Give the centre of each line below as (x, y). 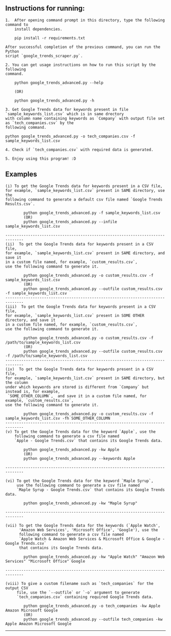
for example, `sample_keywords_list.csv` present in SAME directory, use (85, 190)
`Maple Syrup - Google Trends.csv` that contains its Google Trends (91, 490)
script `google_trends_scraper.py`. (44, 56)
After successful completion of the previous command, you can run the (83, 47)
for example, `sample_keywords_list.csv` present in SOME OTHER (75, 315)
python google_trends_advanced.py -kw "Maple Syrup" (81, 503)
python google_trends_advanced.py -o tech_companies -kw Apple (92, 606)
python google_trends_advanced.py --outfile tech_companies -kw (93, 619)
